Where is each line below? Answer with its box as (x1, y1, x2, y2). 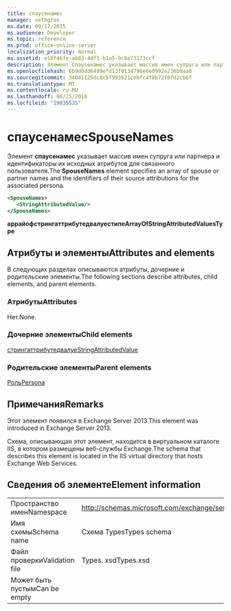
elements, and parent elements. (7, 280, 97, 288)
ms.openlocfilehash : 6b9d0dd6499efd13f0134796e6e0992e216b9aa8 (7, 67, 192, 74)
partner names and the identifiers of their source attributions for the (7, 173, 199, 182)
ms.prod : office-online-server (7, 42, 97, 49)
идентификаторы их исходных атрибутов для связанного (7, 159, 175, 167)
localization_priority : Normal (7, 49, 97, 56)
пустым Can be (10, 583, 60, 593)
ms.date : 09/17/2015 (7, 23, 67, 30)
